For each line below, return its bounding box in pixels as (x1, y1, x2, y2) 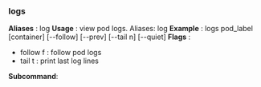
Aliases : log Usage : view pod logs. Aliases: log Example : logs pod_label (8, 24, 253, 34)
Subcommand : (8, 72, 59, 81)
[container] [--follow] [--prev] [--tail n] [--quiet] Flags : (8, 32, 191, 42)
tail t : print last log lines (19, 56, 99, 65)
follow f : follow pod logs (19, 48, 102, 57)
